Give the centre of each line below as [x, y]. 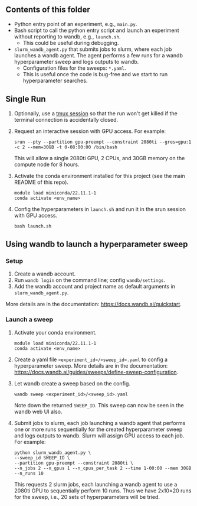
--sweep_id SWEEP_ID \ [42, 458]
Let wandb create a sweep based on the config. [72, 383]
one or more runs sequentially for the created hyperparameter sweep [98, 429]
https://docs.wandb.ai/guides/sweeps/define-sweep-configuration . [96, 372]
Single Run [26, 99]
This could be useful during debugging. [71, 43]
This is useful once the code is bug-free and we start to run [95, 74]
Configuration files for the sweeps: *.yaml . [74, 68]
